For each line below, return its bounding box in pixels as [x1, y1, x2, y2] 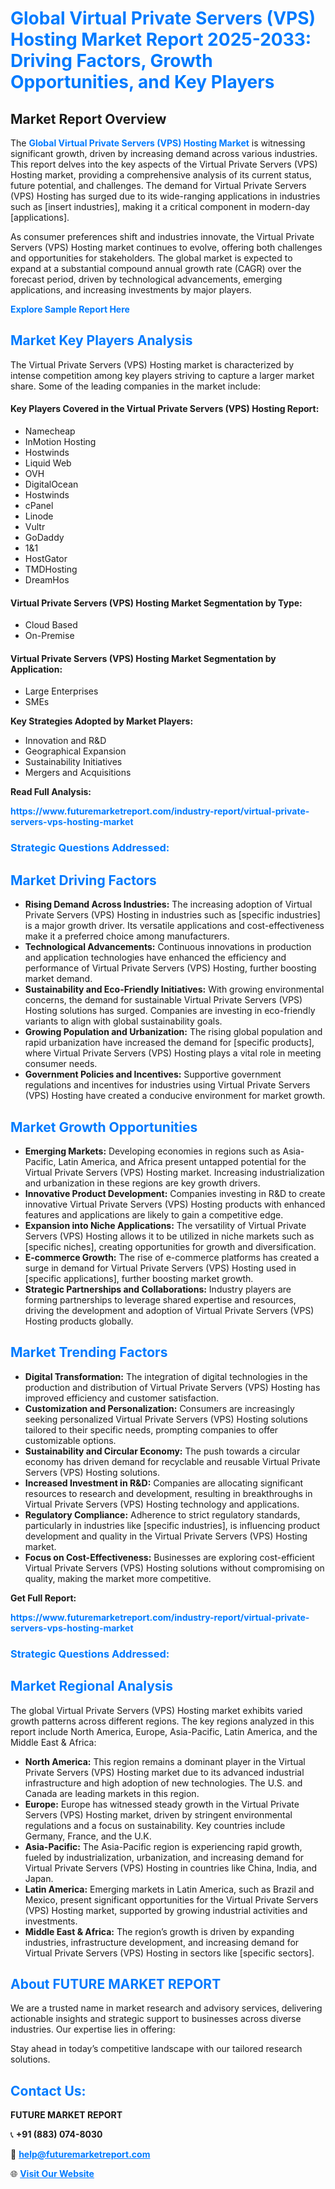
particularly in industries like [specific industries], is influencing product [24, 1519, 321, 1531]
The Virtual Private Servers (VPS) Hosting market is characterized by [10, 358, 295, 371]
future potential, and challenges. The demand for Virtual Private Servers [10, 180, 307, 191]
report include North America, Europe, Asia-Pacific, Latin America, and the [10, 1725, 318, 1737]
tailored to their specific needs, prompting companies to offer [24, 1423, 279, 1436]
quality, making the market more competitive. [24, 1572, 212, 1584]
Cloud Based [24, 619, 78, 631]
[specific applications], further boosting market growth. [24, 1272, 254, 1284]
